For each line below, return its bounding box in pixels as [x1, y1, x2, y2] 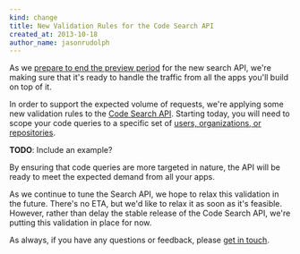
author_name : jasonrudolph [9, 38, 110, 47]
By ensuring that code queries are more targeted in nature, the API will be [9, 162, 280, 173]
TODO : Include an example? [9, 145, 113, 156]
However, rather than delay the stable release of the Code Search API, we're [9, 207, 291, 219]
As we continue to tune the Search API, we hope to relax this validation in [9, 189, 279, 199]
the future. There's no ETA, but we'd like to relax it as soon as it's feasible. [9, 199, 283, 209]
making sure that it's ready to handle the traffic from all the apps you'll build [9, 72, 289, 83]
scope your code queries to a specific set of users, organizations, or [9, 118, 261, 129]
